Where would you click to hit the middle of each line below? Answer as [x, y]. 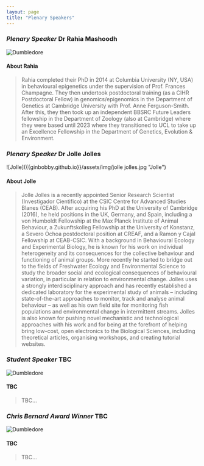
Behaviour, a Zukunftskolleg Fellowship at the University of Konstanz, [108, 227]
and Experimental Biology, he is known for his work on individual [102, 246]
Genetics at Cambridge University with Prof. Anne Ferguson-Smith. [105, 106]
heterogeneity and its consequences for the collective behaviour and [108, 253]
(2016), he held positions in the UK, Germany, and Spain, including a [107, 214]
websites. [33, 344]
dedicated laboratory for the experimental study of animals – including [109, 292]
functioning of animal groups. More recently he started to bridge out [107, 259]
